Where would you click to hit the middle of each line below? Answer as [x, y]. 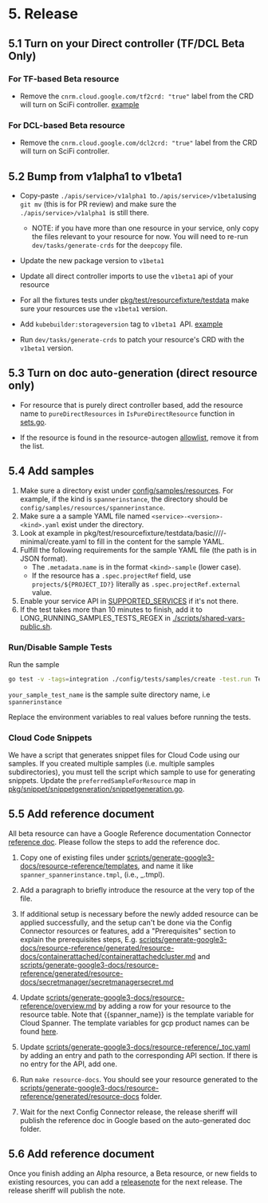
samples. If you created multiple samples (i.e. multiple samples [112, 764]
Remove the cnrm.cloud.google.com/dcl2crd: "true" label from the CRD [138, 143]
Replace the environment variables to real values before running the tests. [130, 717]
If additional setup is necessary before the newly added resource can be [139, 913]
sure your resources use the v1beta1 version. [94, 308]
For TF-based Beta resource [64, 78]
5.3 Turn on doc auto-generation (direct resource [133, 373]
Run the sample [34, 664]
